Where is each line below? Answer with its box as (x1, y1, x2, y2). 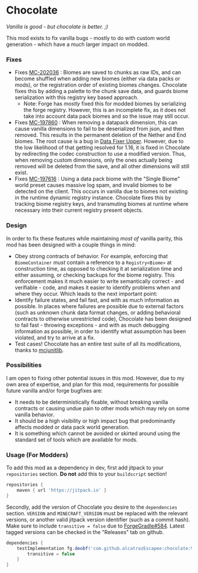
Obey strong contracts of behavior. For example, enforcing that (14, 252, 168, 259)
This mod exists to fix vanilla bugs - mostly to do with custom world (6, 34, 170, 41)
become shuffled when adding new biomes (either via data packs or (14, 75, 181, 83)
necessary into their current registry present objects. (14, 207, 143, 214)
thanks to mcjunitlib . (14, 346, 64, 354)
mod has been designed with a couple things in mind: (6, 241, 136, 248)
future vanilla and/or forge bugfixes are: (6, 387, 103, 394)
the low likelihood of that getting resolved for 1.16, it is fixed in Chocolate (14, 144, 190, 151)
